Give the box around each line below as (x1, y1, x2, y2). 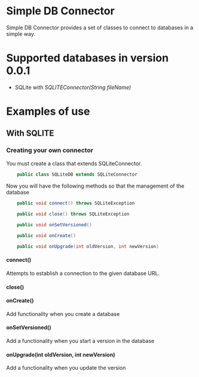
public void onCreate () (17, 233, 76, 239)
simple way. (6, 30, 36, 37)
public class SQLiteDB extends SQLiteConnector (17, 171, 137, 177)
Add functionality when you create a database (6, 310, 120, 317)
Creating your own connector (6, 146, 94, 155)
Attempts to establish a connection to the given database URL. (6, 270, 160, 277)
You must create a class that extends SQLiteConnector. (6, 160, 142, 167)
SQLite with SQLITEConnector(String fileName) (14, 84, 131, 91)
